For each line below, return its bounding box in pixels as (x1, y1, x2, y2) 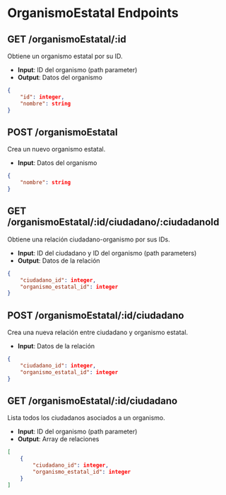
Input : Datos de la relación (17, 342, 95, 351)
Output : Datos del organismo (17, 73, 102, 81)
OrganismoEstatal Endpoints (7, 5, 179, 21)
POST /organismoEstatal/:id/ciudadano (7, 309, 184, 322)
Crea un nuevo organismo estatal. (7, 145, 106, 154)
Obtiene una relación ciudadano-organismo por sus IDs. (7, 235, 171, 244)
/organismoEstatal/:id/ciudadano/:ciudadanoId (7, 216, 220, 228)
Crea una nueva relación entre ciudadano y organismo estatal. (7, 328, 189, 337)
